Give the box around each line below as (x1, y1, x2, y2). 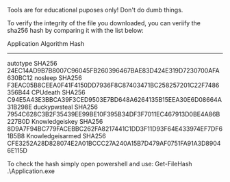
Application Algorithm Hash (7, 40, 84, 47)
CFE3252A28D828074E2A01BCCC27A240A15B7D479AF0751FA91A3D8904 (7, 140, 221, 147)
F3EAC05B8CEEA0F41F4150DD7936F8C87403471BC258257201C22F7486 (7, 81, 220, 89)
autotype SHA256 (7, 60, 57, 67)
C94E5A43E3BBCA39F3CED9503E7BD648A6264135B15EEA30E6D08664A (7, 96, 222, 103)
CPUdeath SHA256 (31, 88, 86, 96)
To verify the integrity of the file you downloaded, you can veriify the (7, 19, 201, 27)
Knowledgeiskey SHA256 (31, 118, 103, 125)
